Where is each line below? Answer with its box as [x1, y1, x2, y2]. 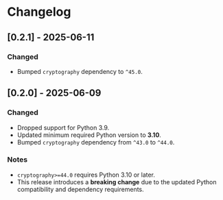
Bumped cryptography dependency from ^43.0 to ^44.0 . [16, 138, 175, 146]
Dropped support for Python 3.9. [16, 123, 110, 132]
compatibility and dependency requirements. [16, 185, 144, 193]
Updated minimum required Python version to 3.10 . [16, 131, 161, 139]
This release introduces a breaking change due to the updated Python [16, 177, 218, 186]
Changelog [7, 4, 71, 20]
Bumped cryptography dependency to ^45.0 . [16, 67, 143, 75]
